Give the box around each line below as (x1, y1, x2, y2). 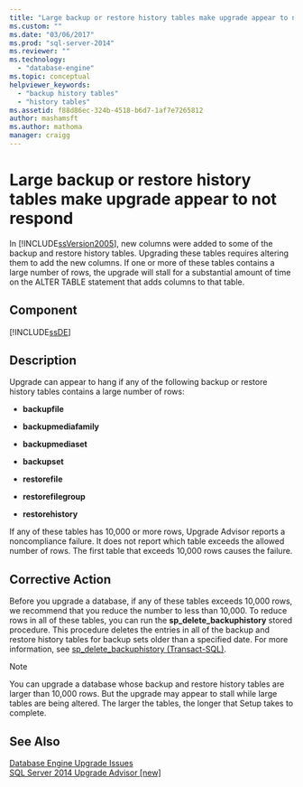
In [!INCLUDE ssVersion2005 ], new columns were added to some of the (9, 238, 273, 248)
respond (9, 209, 74, 229)
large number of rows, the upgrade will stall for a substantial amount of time (9, 267, 291, 277)
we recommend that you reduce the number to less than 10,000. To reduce (9, 605, 288, 616)
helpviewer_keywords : (9, 80, 91, 89)
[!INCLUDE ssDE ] (9, 326, 71, 337)
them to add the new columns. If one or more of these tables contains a (9, 257, 275, 267)
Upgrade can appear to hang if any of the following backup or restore (9, 377, 268, 388)
